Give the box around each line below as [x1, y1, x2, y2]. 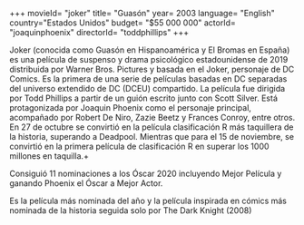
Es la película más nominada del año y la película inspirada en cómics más [9, 195, 288, 206]
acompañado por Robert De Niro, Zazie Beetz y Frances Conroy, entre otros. [9, 112, 296, 122]
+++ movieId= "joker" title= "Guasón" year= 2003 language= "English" [9, 8, 275, 18]
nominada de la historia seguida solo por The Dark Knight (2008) [9, 205, 252, 216]
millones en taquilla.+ [9, 151, 89, 161]
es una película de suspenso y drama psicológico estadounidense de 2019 [9, 54, 289, 64]
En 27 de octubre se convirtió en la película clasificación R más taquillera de [9, 122, 294, 132]
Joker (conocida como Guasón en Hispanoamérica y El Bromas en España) [9, 44, 290, 55]
